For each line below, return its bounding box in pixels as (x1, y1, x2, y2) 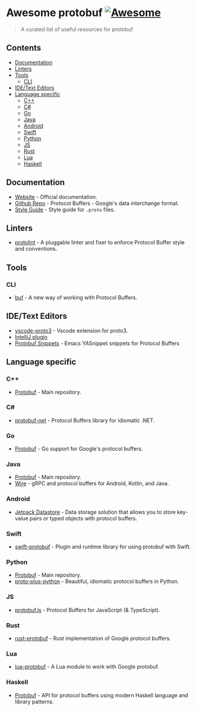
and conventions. (14, 245, 58, 253)
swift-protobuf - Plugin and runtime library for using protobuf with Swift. (14, 543, 191, 551)
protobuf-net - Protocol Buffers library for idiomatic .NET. (14, 417, 155, 424)
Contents (6, 43, 42, 53)
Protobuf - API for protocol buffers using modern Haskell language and (14, 691, 189, 698)
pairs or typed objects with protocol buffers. (29, 514, 138, 521)
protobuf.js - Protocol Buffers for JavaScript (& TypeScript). (14, 606, 161, 613)
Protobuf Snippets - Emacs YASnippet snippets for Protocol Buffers (14, 340, 180, 347)
